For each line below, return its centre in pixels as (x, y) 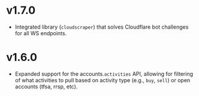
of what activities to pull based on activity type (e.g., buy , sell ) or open (102, 80)
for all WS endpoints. (41, 33)
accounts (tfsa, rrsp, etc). (46, 86)
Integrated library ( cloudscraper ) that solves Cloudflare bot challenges (102, 27)
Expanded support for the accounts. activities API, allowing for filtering (104, 74)
